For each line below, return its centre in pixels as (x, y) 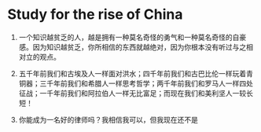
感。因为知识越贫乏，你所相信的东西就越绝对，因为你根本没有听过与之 (132, 47)
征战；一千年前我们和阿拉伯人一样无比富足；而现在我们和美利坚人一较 (132, 93)
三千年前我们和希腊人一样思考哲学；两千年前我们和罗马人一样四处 (146, 83)
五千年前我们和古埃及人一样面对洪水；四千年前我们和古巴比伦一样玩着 (132, 73)
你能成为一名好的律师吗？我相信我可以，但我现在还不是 (108, 119)
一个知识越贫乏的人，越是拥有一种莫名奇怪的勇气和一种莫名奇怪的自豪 (132, 37)
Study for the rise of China (95, 15)
